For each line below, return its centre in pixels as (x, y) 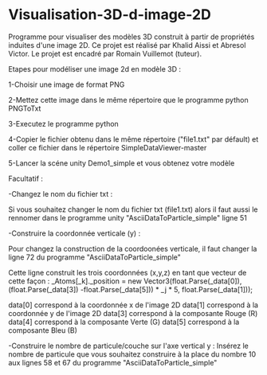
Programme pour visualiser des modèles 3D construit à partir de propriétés (132, 37)
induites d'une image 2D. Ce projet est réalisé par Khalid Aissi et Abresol (127, 45)
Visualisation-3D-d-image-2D (110, 15)
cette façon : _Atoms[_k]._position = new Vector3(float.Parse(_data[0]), (125, 281)
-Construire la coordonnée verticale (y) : (75, 233)
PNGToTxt (25, 108)
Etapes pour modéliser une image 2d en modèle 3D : (95, 68)
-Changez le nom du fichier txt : (61, 193)
